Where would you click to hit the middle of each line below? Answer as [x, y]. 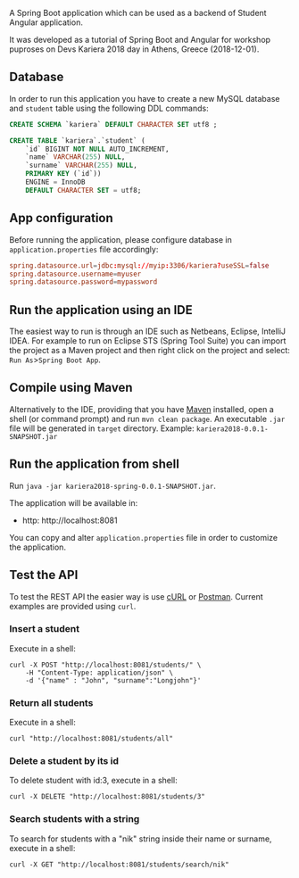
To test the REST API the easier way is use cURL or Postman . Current [136, 596]
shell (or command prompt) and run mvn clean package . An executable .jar [147, 418]
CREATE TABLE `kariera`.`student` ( [77, 141]
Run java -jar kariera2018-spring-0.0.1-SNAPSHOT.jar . [113, 485]
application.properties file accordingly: [84, 249]
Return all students [51, 702]
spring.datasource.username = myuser [75, 274]
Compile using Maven [71, 388]
